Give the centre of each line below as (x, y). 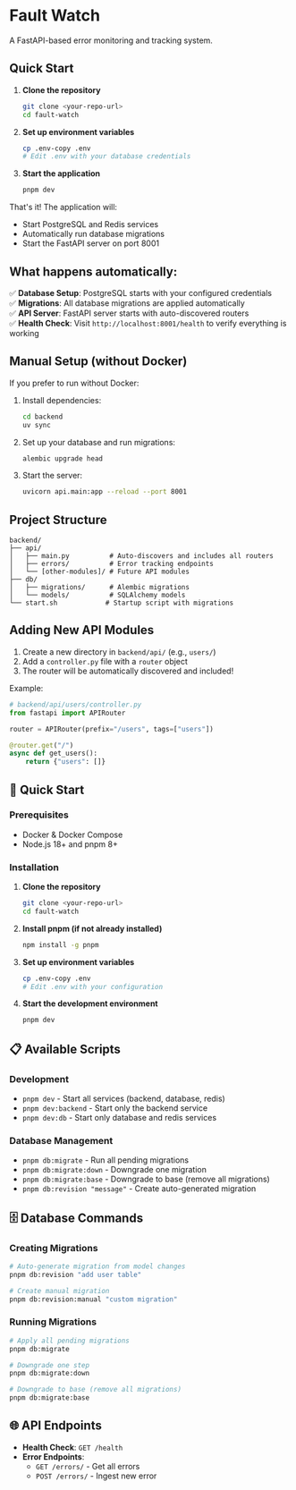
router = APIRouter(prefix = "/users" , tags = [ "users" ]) (112, 729)
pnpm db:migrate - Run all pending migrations (106, 1160)
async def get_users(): (54, 753)
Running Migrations (53, 1322)
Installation (34, 867)
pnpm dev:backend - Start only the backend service (115, 1108)
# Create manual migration (59, 1291)
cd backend (42, 417)
